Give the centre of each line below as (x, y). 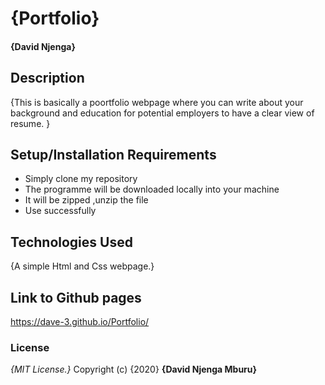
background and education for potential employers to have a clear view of (162, 113)
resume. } (30, 123)
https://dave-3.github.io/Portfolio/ (80, 322)
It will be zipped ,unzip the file (86, 200)
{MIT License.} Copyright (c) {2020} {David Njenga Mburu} (134, 369)
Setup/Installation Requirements (113, 154)
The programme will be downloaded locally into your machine (152, 189)
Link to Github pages (76, 297)
